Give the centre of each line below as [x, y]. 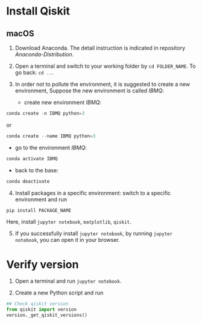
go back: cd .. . [34, 73]
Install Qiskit [38, 11]
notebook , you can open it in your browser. [67, 240]
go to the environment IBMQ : [51, 147]
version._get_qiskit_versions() [47, 316]
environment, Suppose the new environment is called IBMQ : [89, 91]
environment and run [41, 199]
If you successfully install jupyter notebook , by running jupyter [94, 233]
